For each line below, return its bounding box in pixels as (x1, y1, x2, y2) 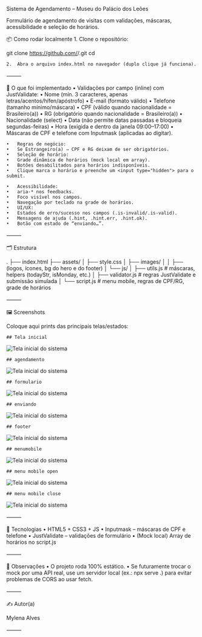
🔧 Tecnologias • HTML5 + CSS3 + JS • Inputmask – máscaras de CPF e (6, 525, 186, 533)
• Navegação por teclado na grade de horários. (6, 199, 135, 205)
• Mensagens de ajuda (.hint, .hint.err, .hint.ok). (6, 215, 148, 221)
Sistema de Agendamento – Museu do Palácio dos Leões (6, 5, 149, 12)
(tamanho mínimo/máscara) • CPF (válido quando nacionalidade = (6, 104, 172, 111)
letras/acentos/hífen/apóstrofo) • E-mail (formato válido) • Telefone (6, 97, 176, 104)
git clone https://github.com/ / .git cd (6, 50, 95, 56)
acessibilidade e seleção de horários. (6, 24, 99, 30)
